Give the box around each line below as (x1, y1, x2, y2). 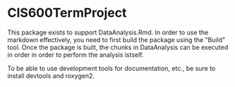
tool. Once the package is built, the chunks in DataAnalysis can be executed (7, 43, 229, 51)
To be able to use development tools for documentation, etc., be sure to (7, 64, 216, 72)
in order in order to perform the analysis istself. (7, 51, 144, 59)
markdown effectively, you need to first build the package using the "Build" (7, 35, 226, 43)
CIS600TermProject (7, 5, 127, 21)
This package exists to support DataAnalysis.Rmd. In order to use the (7, 28, 209, 36)
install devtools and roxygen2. (7, 72, 95, 80)
